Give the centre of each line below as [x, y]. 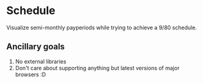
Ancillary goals [36, 47]
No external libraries [41, 61]
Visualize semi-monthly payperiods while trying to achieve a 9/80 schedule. [101, 27]
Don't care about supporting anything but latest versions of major [97, 68]
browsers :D [30, 74]
